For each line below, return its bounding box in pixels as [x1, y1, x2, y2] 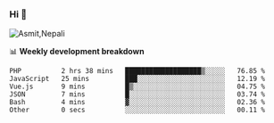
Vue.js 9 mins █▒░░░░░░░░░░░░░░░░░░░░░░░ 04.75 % [9, 82, 266, 92]
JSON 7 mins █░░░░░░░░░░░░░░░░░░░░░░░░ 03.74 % [9, 90, 266, 99]
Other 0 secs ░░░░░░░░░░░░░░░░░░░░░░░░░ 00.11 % [9, 106, 266, 115]
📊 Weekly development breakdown [9, 46, 145, 57]
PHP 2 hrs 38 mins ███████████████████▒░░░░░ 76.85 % [9, 67, 266, 76]
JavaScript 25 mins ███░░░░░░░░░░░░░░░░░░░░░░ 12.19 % [9, 75, 266, 84]
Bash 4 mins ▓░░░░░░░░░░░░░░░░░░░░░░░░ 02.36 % [9, 98, 266, 107]
